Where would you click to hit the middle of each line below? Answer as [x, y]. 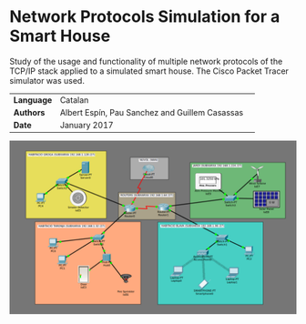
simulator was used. [47, 80]
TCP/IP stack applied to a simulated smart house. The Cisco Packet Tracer [149, 71]
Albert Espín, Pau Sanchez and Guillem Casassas [152, 112]
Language [33, 100]
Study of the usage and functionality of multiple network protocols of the [146, 61]
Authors [29, 112]
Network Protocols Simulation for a [145, 17]
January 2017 [87, 126]
